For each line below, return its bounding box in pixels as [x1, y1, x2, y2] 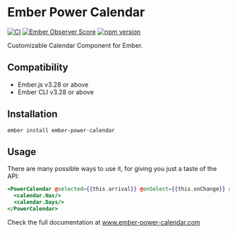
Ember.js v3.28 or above [17, 80, 89, 89]
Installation [7, 108, 58, 120]
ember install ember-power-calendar [7, 127, 115, 134]
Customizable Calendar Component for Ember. [7, 41, 143, 49]
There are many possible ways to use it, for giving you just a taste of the [7, 165, 217, 173]
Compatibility [7, 61, 68, 74]
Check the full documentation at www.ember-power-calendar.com [7, 218, 201, 226]
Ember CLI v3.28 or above [17, 87, 94, 96]
